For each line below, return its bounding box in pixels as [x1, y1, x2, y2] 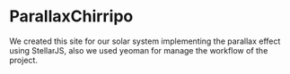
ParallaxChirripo [9, 6, 134, 27]
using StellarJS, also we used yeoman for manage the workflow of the [9, 45, 268, 55]
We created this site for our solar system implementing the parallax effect [9, 36, 281, 46]
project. [9, 54, 39, 65]
